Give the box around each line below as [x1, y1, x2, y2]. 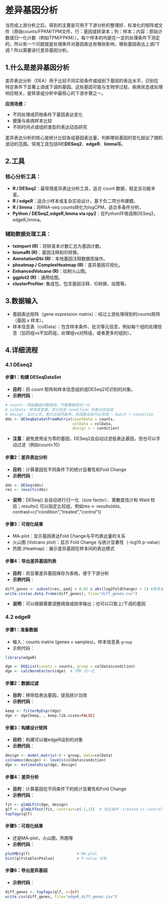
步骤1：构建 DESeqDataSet [5, 374, 61, 380]
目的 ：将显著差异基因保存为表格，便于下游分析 [12, 570, 109, 576]
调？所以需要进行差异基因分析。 [5, 47, 71, 53]
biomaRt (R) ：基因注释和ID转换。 [12, 249, 81, 255]
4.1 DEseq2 [5, 361, 32, 368]
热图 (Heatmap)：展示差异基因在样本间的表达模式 [12, 546, 115, 552]
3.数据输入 [5, 297, 38, 305]
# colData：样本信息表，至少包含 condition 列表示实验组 [5, 407, 113, 412]
